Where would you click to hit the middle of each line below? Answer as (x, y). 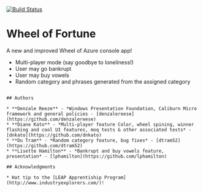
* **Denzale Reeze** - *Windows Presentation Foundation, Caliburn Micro (102, 108)
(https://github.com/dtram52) (45, 145)
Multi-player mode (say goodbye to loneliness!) (74, 62)
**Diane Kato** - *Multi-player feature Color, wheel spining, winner (103, 124)
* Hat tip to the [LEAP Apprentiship (54, 177)
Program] (115, 177)
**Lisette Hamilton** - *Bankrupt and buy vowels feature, (88, 151)
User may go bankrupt (43, 68)
